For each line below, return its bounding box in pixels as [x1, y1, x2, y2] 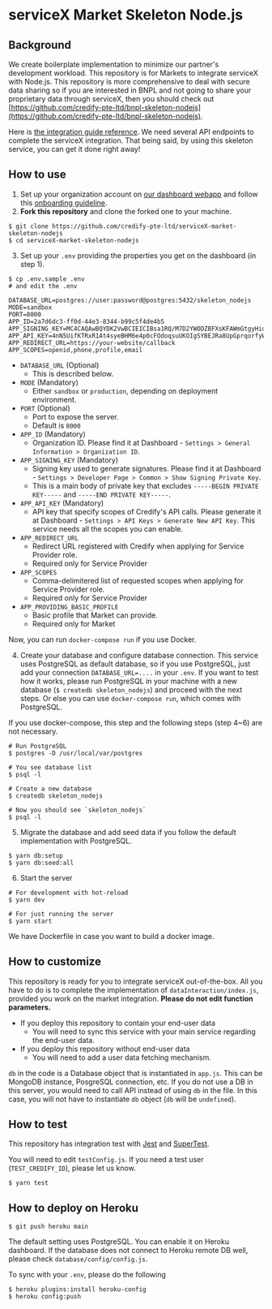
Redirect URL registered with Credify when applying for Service [32, 541, 244, 551]
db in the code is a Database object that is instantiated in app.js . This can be [8, 1068, 263, 1078]
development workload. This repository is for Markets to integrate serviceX [8, 68, 259, 78]
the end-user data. [32, 1035, 96, 1044]
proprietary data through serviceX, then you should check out [8, 94, 215, 103]
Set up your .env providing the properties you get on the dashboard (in [19, 250, 257, 261]
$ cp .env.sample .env [8, 274, 85, 283]
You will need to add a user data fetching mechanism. [32, 1053, 212, 1062]
